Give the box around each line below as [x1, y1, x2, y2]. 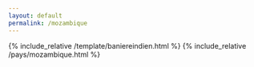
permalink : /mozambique [8, 19, 88, 27]
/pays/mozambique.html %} [8, 49, 101, 59]
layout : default [8, 11, 62, 20]
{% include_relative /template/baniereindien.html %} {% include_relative [8, 41, 247, 50]
